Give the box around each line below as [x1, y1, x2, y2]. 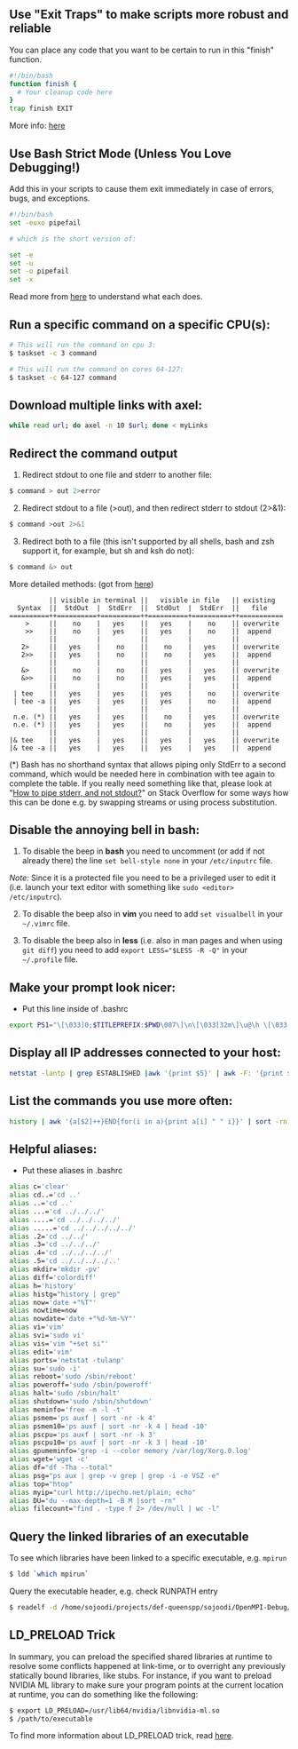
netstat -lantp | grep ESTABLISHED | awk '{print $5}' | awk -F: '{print [9, 1069, 284, 1077]
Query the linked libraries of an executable [9, 1529, 249, 1544]
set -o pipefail [9, 266, 69, 276]
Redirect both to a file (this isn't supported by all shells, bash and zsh [21, 536, 275, 546]
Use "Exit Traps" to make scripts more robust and [9, 7, 289, 22]
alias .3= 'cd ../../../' [9, 1240, 101, 1249]
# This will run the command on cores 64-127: [9, 364, 184, 374]
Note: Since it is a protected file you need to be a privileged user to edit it [9, 872, 277, 883]
